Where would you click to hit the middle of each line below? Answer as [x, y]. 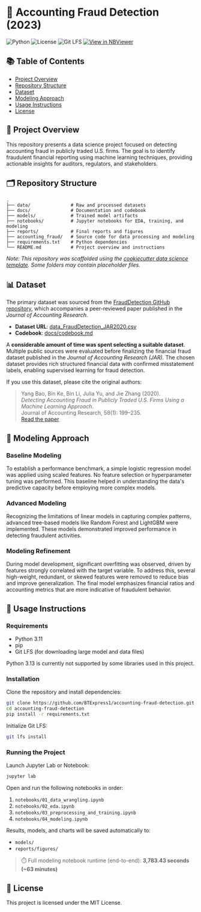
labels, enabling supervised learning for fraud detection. [76, 370]
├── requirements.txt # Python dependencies [67, 242]
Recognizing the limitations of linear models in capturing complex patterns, [99, 516]
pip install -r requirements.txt [48, 715]
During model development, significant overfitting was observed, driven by [99, 564]
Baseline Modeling [34, 455]
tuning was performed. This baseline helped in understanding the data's [95, 481]
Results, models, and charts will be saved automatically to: [79, 831]
